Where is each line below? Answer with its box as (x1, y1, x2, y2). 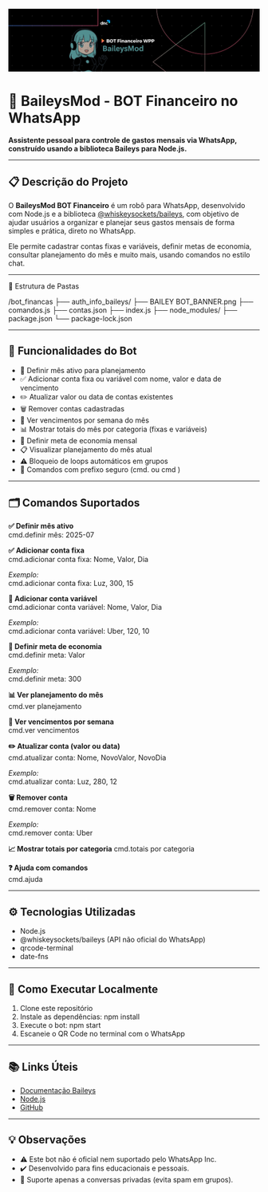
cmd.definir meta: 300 (8, 675, 82, 684)
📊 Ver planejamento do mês (8, 690, 104, 700)
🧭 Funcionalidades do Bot (8, 344, 137, 358)
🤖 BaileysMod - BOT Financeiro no (8, 92, 238, 110)
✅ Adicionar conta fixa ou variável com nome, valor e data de (19, 374, 222, 384)
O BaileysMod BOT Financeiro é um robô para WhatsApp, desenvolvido (8, 200, 246, 210)
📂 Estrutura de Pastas (8, 281, 80, 291)
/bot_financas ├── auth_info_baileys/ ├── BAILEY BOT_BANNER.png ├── (8, 297, 254, 306)
